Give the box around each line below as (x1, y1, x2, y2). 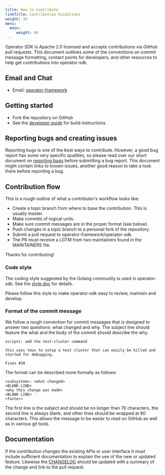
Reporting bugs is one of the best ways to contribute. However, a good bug (5, 147, 158, 153)
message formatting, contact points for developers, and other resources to (5, 54, 157, 60)
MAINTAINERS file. (12, 242, 51, 248)
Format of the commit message (5, 308, 82, 315)
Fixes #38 (5, 361, 26, 366)
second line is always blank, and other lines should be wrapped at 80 (5, 410, 146, 416)
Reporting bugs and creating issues (5, 134, 118, 142)
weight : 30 (5, 16, 28, 21)
